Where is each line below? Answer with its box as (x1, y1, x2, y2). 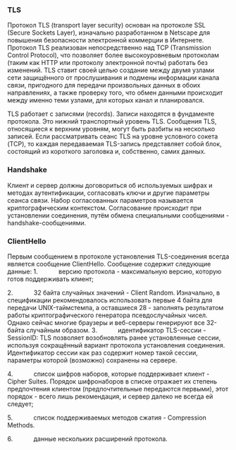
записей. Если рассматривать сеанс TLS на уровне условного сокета (7, 132, 218, 141)
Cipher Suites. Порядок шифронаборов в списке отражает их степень (7, 377, 217, 386)
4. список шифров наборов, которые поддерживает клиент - (7, 369, 210, 378)
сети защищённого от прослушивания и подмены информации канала (7, 73, 220, 82)
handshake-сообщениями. (7, 218, 87, 227)
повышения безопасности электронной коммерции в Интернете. (7, 36, 204, 45)
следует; (7, 399, 34, 408)
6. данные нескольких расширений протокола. (7, 434, 168, 443)
